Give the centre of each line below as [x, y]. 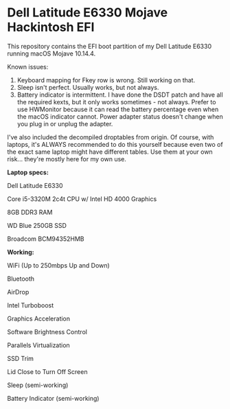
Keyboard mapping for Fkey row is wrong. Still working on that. [106, 80]
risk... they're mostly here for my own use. [67, 159]
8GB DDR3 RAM [30, 212]
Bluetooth [21, 279]
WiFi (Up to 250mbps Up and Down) [58, 265]
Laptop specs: [28, 172]
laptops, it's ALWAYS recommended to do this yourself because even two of [115, 144]
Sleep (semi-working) [38, 385]
